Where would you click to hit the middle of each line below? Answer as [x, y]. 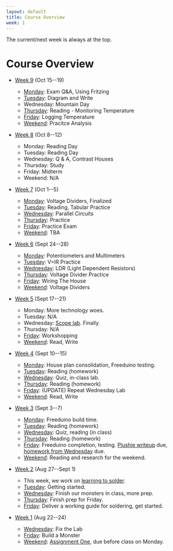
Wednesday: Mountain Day [57, 104]
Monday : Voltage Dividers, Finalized [68, 201]
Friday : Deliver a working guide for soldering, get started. [93, 506]
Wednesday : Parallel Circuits [58, 214]
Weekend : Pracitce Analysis [57, 123]
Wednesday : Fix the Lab [53, 529]
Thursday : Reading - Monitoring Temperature [79, 111]
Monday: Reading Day [51, 146]
